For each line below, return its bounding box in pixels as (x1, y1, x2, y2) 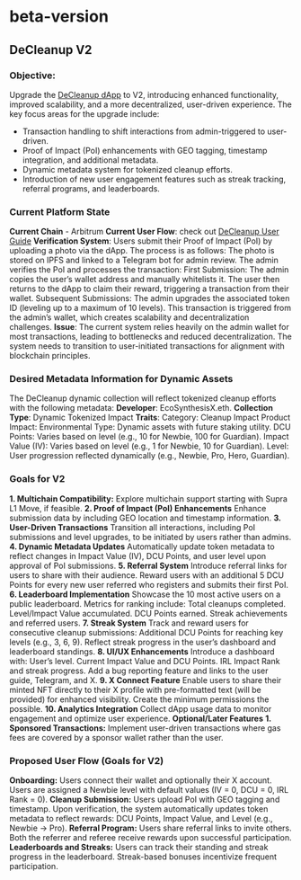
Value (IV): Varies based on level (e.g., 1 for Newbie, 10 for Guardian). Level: (9, 440, 289, 451)
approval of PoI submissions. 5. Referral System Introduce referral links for (9, 560, 288, 571)
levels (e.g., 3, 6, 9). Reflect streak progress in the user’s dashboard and (9, 636, 277, 647)
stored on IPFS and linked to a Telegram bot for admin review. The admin (9, 254, 279, 266)
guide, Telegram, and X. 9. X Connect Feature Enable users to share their (9, 674, 282, 685)
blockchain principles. (9, 351, 92, 361)
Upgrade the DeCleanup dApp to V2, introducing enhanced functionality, (9, 89, 279, 100)
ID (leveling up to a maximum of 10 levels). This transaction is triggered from (9, 303, 292, 314)
